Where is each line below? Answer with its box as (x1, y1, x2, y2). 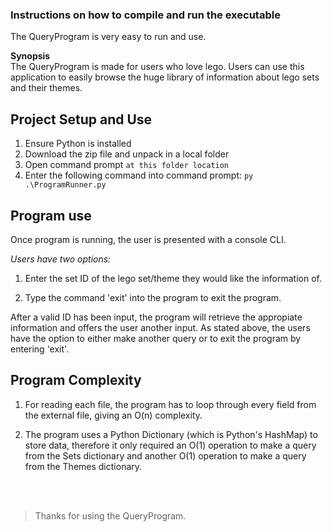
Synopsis (10, 50, 51, 62)
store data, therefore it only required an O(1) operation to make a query (24, 439, 317, 451)
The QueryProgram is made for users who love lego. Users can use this (10, 61, 305, 73)
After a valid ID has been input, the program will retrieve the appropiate (10, 311, 303, 323)
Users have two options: (10, 253, 112, 265)
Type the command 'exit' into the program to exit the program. (24, 291, 282, 303)
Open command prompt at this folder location (24, 159, 230, 171)
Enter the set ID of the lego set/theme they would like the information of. (24, 272, 322, 284)
